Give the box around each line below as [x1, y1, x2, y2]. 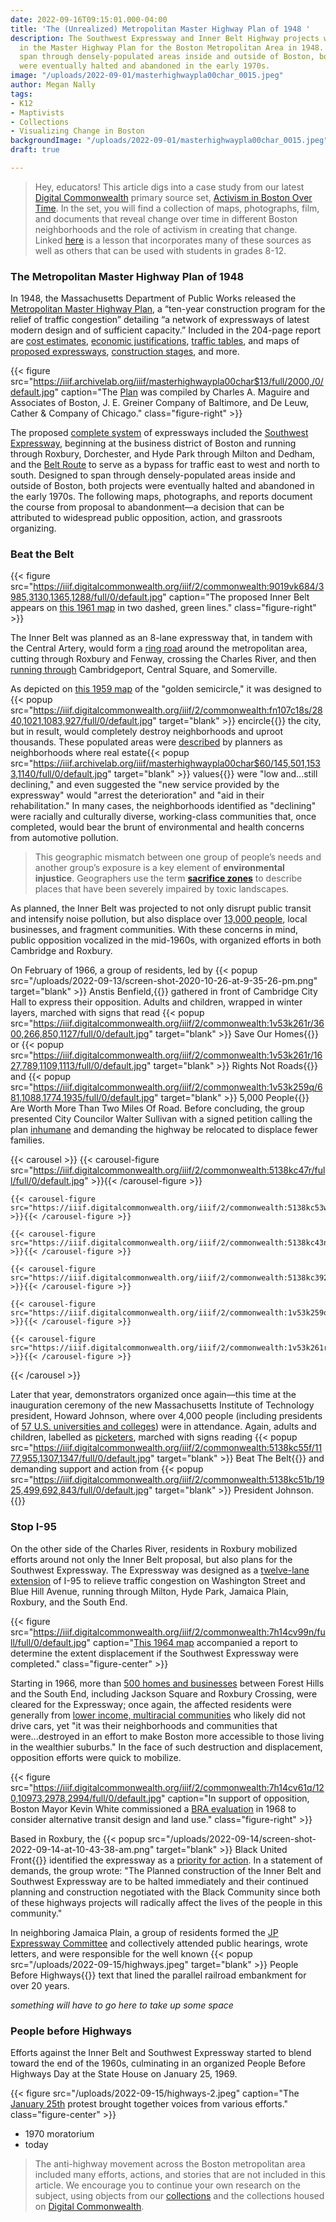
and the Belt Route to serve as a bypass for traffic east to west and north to [10, 459, 320, 471]
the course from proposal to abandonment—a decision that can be [10, 501, 285, 513]
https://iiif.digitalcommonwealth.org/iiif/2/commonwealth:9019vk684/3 [33, 581, 325, 593]
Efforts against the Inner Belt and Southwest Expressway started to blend [10, 2047, 312, 2059]
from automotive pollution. [10, 832, 119, 844]
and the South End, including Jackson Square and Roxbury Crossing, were [10, 1687, 318, 1700]
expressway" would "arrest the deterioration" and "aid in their [10, 789, 265, 801]
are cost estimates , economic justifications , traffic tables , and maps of [10, 335, 300, 347]
